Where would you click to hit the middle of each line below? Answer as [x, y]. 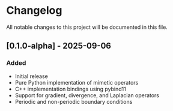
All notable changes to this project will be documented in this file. [87, 27]
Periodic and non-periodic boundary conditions [74, 101]
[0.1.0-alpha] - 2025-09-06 [59, 46]
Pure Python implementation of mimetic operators [77, 82]
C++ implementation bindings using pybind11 [70, 89]
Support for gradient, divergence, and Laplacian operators [87, 95]
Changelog [34, 10]
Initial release [31, 76]
